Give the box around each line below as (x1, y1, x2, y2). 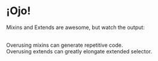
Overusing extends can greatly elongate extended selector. (6, 47, 153, 54)
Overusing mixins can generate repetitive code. (6, 41, 123, 49)
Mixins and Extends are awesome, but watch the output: (6, 24, 145, 31)
